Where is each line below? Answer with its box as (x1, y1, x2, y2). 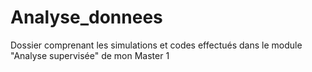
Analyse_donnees (10, 6, 163, 29)
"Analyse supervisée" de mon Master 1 (10, 49, 170, 61)
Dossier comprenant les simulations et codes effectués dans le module (10, 39, 303, 51)
